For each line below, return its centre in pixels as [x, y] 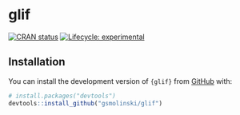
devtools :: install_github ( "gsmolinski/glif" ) [85, 103]
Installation [37, 62]
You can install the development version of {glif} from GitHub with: [120, 81]
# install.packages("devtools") [62, 96]
